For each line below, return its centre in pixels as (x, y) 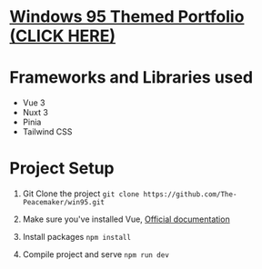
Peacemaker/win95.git (63, 203)
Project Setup (62, 169)
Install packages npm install (77, 237)
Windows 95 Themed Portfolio (127, 17)
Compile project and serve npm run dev (96, 254)
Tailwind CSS (47, 132)
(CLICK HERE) (63, 36)
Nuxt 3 (35, 113)
